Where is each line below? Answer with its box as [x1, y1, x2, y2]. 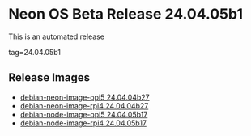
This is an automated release [8, 32, 105, 41]
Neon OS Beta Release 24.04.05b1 [8, 5, 243, 23]
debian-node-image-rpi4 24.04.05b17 [19, 118, 147, 128]
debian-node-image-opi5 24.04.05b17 [19, 109, 148, 119]
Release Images [8, 70, 91, 85]
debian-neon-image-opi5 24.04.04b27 [19, 92, 150, 102]
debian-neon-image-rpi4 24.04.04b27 [19, 100, 149, 110]
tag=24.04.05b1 [8, 47, 61, 57]
